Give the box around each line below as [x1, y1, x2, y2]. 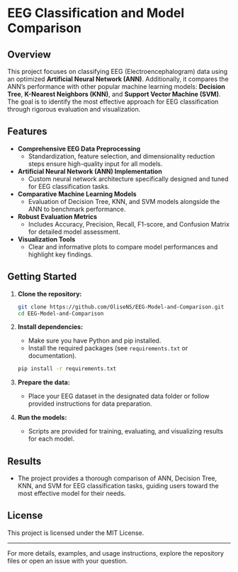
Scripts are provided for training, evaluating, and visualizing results [28, 427, 224, 436]
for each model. [28, 435, 75, 443]
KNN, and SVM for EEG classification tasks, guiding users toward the [17, 482, 220, 490]
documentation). [28, 352, 76, 360]
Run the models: [17, 414, 67, 422]
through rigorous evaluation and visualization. [7, 105, 141, 113]
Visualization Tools [17, 234, 76, 243]
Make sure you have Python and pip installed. [28, 336, 161, 345]
